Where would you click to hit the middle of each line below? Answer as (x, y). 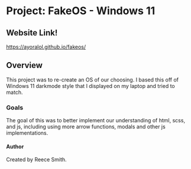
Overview (25, 65)
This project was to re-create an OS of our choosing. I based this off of (93, 79)
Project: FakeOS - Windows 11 (81, 11)
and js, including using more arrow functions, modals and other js (86, 127)
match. (14, 92)
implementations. (27, 133)
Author (15, 147)
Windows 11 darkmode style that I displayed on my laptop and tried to (91, 86)
